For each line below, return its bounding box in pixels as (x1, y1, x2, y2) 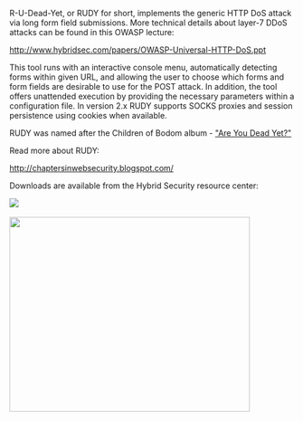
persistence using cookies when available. (9, 110, 167, 120)
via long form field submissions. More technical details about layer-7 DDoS (9, 17, 288, 28)
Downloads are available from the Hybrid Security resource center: (9, 180, 260, 191)
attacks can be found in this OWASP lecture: (9, 27, 175, 37)
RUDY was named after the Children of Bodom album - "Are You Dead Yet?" (9, 128, 292, 139)
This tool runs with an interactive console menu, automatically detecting (9, 62, 278, 72)
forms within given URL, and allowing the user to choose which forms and (9, 72, 285, 82)
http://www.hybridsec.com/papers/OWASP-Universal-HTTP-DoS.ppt (9, 44, 267, 55)
